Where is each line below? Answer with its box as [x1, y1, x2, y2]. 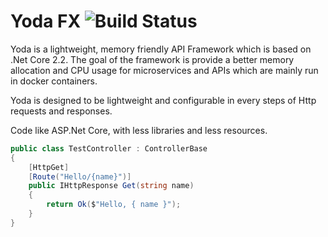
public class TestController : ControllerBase [10, 143, 208, 154]
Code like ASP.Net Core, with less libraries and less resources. [10, 124, 268, 136]
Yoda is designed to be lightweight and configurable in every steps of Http [10, 94, 317, 106]
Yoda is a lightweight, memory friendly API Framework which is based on [10, 43, 312, 55]
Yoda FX [10, 10, 82, 33]
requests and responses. [10, 105, 113, 117]
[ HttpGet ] [28, 162, 70, 172]
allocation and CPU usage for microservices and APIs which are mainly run [10, 64, 319, 76]
